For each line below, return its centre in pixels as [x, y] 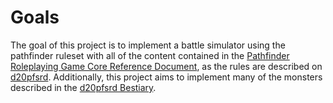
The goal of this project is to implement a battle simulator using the [148, 45]
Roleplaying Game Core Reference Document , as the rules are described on [166, 66]
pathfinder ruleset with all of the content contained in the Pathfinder [150, 55]
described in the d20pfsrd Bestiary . [83, 87]
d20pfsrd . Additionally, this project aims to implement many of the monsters [166, 77]
